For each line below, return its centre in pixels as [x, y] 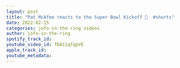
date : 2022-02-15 [28, 22]
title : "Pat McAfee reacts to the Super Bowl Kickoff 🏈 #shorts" [90, 17]
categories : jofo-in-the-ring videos [53, 28]
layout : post [22, 12]
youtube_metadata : [29, 56]
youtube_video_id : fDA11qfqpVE [45, 45]
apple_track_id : [26, 50]
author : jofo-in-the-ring [38, 34]
